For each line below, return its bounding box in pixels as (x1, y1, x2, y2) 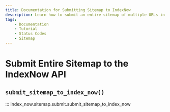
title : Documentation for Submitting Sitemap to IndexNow (5, 7, 131, 13)
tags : (5, 17, 17, 22)
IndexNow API (5, 69, 66, 80)
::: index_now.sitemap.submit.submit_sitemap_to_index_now (5, 101, 131, 107)
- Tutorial (14, 26, 38, 32)
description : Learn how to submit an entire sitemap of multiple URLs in (5, 12, 165, 17)
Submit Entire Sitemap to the (5, 58, 129, 69)
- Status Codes (14, 31, 47, 36)
